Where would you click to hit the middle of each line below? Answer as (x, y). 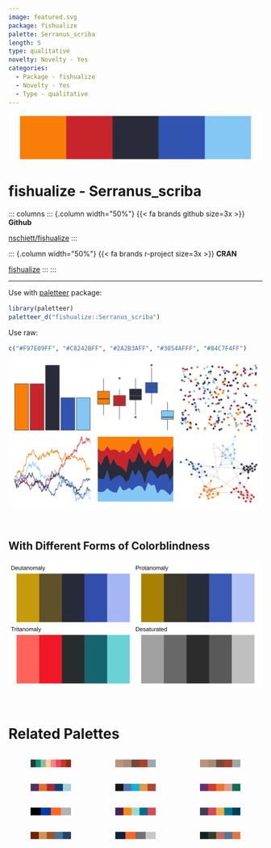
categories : (28, 69)
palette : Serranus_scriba (52, 34)
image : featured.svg (43, 17)
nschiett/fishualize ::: (43, 238)
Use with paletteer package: (55, 292)
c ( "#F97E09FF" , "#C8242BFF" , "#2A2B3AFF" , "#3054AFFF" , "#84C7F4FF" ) (128, 348)
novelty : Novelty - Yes (48, 60)
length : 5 (25, 43)
